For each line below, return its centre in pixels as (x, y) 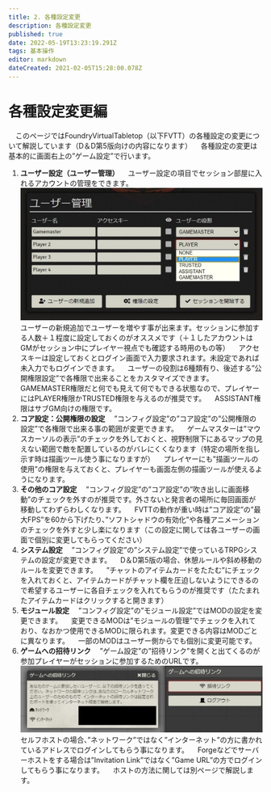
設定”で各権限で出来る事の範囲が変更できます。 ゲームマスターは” (133, 428)
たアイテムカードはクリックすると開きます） (94, 600)
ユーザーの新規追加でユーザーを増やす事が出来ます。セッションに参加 (136, 327)
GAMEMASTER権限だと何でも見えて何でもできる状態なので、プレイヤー (140, 388)
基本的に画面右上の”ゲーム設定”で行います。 (82, 156)
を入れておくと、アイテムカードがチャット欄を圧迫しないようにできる (136, 580)
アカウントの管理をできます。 (83, 183)
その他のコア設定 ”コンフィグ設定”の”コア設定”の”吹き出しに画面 (131, 489)
